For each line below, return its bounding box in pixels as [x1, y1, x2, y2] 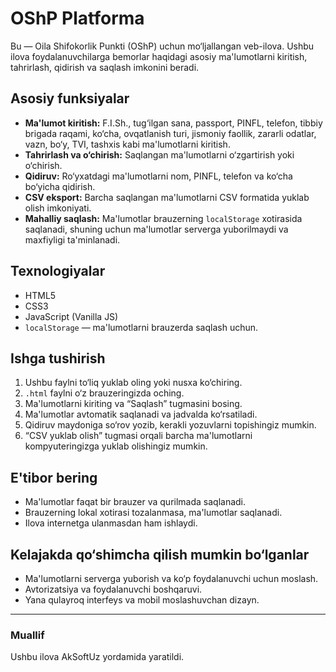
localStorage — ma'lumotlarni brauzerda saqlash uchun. [24, 321, 259, 333]
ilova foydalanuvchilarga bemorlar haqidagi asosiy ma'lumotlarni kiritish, [10, 50, 308, 62]
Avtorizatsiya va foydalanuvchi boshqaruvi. [24, 583, 203, 595]
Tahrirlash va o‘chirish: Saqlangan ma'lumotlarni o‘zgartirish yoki [24, 148, 295, 161]
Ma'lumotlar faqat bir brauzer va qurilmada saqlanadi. [24, 496, 247, 508]
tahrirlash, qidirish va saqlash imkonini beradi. [10, 61, 200, 73]
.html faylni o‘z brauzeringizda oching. [24, 387, 185, 399]
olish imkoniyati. [24, 202, 92, 214]
